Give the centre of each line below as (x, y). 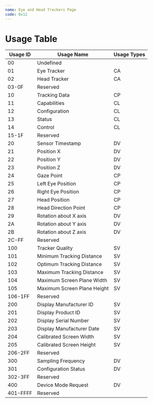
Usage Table (31, 39)
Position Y (49, 160)
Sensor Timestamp (59, 143)
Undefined (49, 63)
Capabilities (51, 103)
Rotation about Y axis (62, 224)
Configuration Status (61, 369)
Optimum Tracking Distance (70, 264)
